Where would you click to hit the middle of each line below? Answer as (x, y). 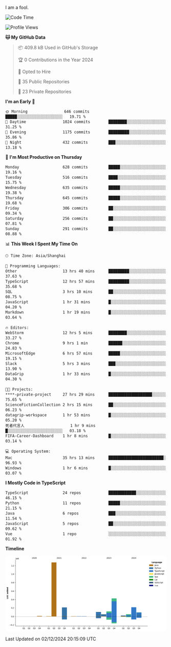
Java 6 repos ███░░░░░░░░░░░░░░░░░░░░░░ (86, 513)
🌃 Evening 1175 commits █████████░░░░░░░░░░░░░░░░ (86, 132)
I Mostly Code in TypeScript (35, 483)
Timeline (15, 549)
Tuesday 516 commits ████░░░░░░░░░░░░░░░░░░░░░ (86, 177)
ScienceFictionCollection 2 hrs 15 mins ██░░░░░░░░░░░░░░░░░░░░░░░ (86, 405)
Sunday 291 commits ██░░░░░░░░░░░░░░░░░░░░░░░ (86, 229)
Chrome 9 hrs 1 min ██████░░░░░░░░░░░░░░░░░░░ (86, 343)
